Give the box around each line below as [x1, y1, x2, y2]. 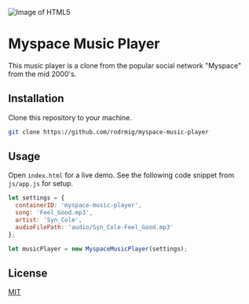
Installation [8, 92, 64, 105]
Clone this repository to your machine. [8, 112, 132, 122]
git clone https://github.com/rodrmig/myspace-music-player [8, 128, 210, 136]
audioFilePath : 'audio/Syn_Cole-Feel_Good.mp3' [15, 223, 174, 231]
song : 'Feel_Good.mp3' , [15, 209, 93, 217]
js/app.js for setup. [8, 179, 73, 189]
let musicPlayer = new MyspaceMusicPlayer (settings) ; [8, 244, 189, 253]
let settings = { [8, 194, 65, 202]
